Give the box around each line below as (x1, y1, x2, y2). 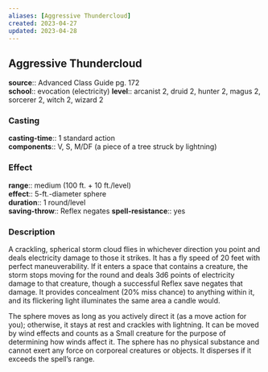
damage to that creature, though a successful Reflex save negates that (8, 279, 243, 288)
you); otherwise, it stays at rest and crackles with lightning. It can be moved (8, 320, 259, 330)
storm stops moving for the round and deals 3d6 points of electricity (8, 271, 235, 280)
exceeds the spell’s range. (8, 354, 95, 364)
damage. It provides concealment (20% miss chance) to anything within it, (8, 287, 255, 297)
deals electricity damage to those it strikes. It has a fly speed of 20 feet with (8, 253, 261, 262)
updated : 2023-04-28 (8, 27, 78, 35)
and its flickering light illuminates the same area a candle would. (8, 296, 221, 306)
